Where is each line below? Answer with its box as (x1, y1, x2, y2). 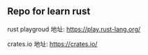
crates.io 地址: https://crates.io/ (7, 40, 98, 48)
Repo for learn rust (7, 6, 91, 17)
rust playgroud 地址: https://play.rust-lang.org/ (7, 24, 141, 33)
